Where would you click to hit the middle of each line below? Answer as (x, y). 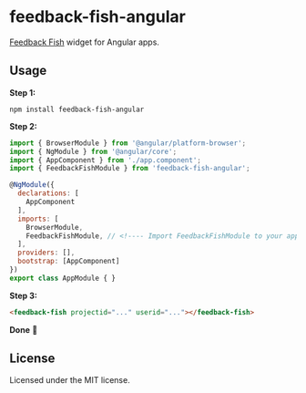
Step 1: (23, 92)
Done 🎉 (24, 329)
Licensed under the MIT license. (70, 380)
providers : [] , (46, 253)
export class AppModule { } (63, 278)
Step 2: (24, 126)
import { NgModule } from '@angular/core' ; (93, 151)
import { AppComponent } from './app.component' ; (106, 160)
